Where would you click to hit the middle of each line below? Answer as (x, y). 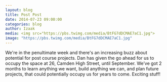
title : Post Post (24, 15)
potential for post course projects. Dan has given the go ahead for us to (80, 58)
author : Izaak (20, 29)
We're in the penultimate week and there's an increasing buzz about (76, 52)
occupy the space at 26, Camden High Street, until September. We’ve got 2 (83, 63)
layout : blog (19, 10)
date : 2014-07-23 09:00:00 (34, 19)
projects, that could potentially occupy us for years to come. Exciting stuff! (83, 74)
